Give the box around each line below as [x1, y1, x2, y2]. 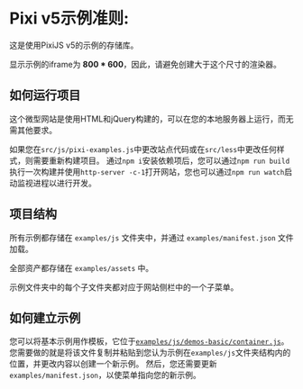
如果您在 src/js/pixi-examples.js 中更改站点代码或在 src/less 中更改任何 [9, 143, 277, 154]
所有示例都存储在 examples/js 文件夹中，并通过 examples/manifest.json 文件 [9, 231, 294, 243]
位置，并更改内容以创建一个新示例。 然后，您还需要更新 [9, 358, 217, 369]
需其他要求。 [9, 124, 57, 135]
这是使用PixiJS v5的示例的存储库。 [9, 40, 139, 50]
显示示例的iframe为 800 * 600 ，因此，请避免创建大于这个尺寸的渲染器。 [9, 59, 282, 69]
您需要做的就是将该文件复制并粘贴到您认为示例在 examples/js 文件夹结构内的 [9, 348, 291, 358]
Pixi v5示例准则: [9, 8, 129, 29]
